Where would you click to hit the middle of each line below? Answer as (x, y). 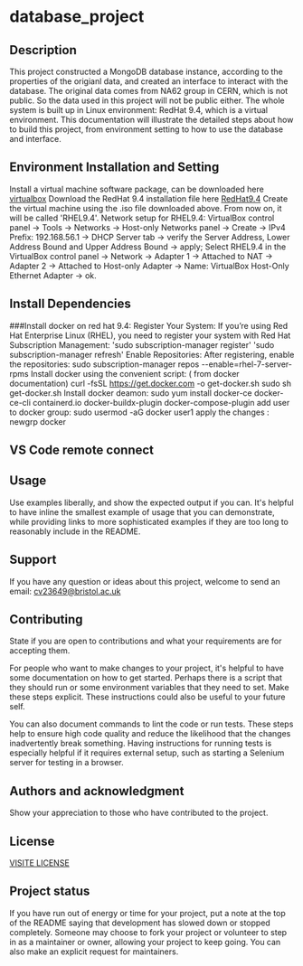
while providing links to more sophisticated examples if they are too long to (149, 521)
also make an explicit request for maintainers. (94, 952)
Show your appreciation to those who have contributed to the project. (139, 813)
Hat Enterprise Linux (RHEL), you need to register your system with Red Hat (150, 335)
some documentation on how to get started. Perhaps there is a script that (146, 678)
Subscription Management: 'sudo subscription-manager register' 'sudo (142, 344)
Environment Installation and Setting (114, 168)
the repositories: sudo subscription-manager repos (104, 364)
